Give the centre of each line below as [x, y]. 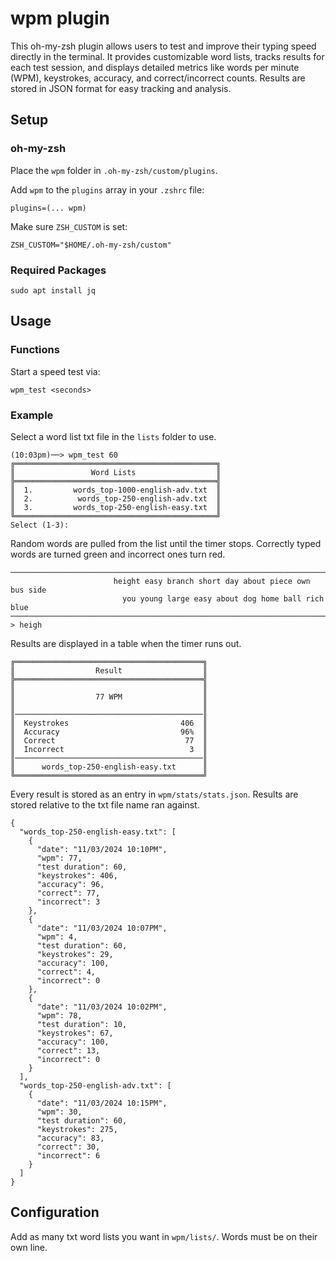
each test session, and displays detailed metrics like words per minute [155, 67]
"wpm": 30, [59, 1112]
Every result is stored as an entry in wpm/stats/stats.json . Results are [154, 794]
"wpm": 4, [57, 937]
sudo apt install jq [53, 290]
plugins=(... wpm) [48, 208]
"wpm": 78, [59, 1015]
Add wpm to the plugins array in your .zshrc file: [107, 189]
